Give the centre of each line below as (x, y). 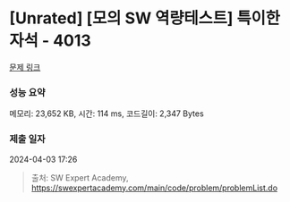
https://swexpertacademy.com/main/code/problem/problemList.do (154, 188)
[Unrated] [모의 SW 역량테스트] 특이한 (145, 18)
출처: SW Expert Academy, (80, 177)
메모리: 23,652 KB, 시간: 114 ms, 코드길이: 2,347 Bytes (107, 114)
